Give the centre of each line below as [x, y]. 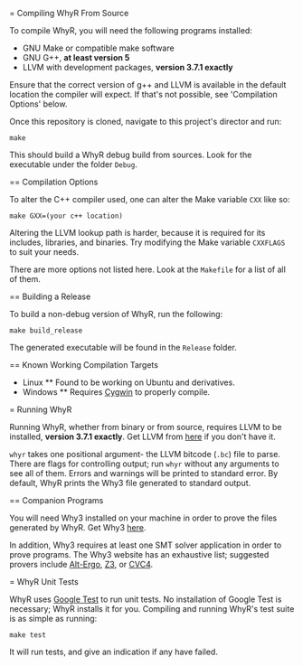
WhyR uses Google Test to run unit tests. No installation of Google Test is [146, 599]
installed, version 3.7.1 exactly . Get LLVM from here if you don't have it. [142, 436]
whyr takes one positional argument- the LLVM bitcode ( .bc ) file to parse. [145, 454]
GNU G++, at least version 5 [76, 57]
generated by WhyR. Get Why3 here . [78, 527]
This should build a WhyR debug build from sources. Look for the [131, 155]
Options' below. [38, 104]
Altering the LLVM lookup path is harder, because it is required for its [137, 233]
